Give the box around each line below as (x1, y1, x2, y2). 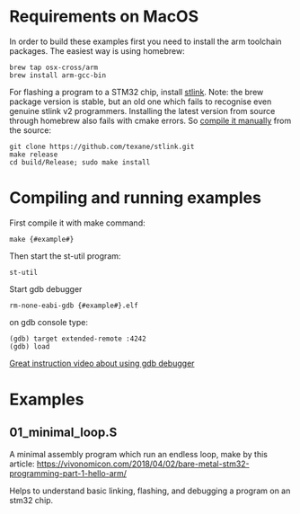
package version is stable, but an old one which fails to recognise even (9, 96, 272, 107)
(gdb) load (9, 341, 50, 351)
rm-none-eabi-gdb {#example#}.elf (9, 301, 139, 310)
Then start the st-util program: (9, 250, 121, 261)
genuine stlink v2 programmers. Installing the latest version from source (9, 105, 276, 116)
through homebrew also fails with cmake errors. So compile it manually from (9, 115, 292, 126)
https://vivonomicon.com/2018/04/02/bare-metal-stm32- (36, 458, 250, 469)
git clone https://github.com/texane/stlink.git (9, 142, 195, 151)
